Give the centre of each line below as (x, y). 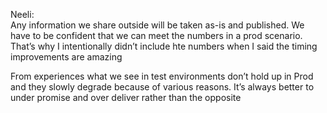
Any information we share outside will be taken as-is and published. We (157, 25)
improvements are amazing (66, 57)
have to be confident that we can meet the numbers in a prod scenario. (156, 35)
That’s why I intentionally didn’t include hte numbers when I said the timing (164, 46)
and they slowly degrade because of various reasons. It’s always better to (162, 87)
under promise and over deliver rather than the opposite (126, 97)
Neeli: (22, 14)
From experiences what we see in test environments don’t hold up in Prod (162, 76)
